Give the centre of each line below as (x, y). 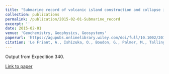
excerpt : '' (18, 24)
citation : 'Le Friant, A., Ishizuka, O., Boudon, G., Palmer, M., (76, 42)
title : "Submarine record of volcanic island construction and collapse (83, 10)
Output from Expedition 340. (35, 56)
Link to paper (19, 66)
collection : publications (32, 14)
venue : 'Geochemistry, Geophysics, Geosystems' (56, 33)
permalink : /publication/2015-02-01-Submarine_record (63, 19)
